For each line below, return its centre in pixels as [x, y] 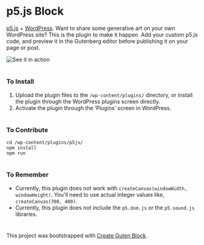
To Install [20, 82]
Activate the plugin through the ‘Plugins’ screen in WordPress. [93, 108]
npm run [16, 153]
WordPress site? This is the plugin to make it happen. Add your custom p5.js [102, 34]
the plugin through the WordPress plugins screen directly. [88, 101]
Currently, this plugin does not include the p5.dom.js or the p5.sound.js [105, 207]
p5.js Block [35, 11]
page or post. [23, 48]
